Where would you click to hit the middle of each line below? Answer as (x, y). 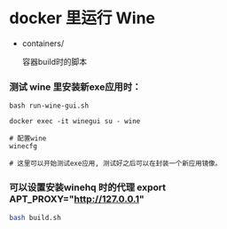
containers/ (43, 43)
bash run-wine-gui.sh (49, 106)
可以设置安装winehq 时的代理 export (88, 187)
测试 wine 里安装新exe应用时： (75, 87)
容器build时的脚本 (55, 61)
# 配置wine (28, 138)
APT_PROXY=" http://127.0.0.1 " (77, 199)
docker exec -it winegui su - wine (75, 122)
